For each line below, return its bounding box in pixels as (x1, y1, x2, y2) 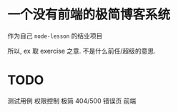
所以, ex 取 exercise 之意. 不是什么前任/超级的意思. (7, 46, 156, 55)
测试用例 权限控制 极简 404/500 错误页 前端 (7, 96, 137, 105)
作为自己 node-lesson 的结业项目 (7, 31, 103, 40)
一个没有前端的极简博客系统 (7, 6, 171, 23)
